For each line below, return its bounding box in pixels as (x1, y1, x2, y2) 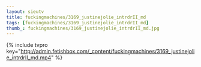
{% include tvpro (6, 42, 48, 49)
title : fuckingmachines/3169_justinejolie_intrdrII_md (6, 14, 146, 20)
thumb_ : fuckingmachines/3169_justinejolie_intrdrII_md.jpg (6, 25, 160, 31)
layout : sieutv (6, 8, 44, 15)
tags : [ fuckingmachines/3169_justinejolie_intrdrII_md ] (6, 20, 149, 25)
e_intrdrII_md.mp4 (6, 54, 52, 61)
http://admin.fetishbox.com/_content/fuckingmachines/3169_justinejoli (20, 48, 195, 55)
